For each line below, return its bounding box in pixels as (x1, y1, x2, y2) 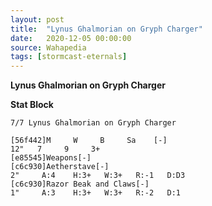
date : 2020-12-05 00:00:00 (10, 33, 132, 43)
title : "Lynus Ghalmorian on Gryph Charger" (10, 24, 203, 34)
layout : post (10, 14, 65, 25)
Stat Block (10, 99, 54, 111)
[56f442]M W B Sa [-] (10, 136, 168, 146)
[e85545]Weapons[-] (10, 153, 92, 163)
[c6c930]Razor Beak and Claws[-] (10, 179, 150, 190)
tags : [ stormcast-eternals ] (10, 52, 128, 62)
